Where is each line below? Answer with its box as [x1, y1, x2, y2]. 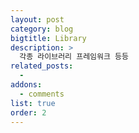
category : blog [10, 24, 74, 34]
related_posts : [10, 61, 74, 71]
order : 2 [10, 107, 47, 118]
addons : [10, 80, 43, 90]
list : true [10, 98, 56, 108]
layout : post [10, 14, 65, 25]
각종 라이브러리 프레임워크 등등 [19, 52, 129, 62]
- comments [19, 89, 65, 99]
